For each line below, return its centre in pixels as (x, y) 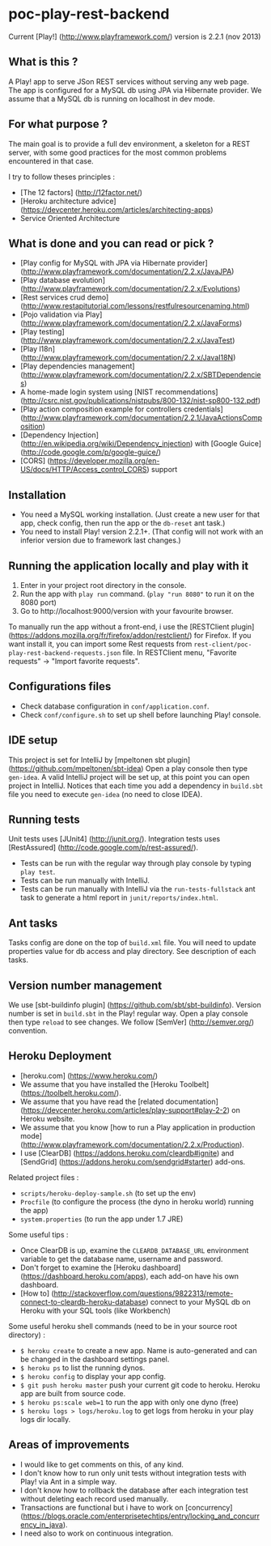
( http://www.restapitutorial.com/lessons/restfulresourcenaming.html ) (135, 306)
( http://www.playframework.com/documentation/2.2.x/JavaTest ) (127, 340)
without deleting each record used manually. (94, 1498)
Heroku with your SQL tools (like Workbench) (95, 1310)
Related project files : (44, 1177)
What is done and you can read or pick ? (111, 243)
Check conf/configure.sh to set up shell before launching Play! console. (140, 714)
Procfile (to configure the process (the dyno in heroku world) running (137, 1201)
